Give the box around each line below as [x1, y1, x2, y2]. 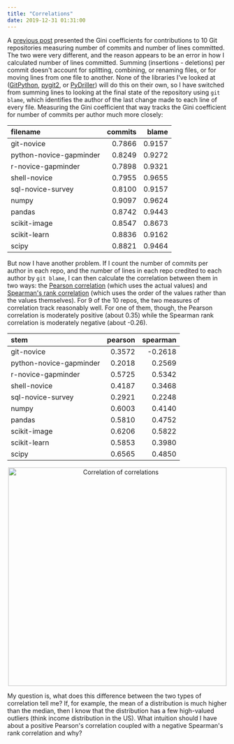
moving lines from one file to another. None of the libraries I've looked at [7, 73, 216, 81]
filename [10, 127, 41, 136]
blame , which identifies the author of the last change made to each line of [7, 95, 218, 103]
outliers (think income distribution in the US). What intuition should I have [7, 714, 218, 722]
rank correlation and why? [7, 729, 82, 737]
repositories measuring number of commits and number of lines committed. [7, 43, 225, 52]
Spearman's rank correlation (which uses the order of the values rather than [7, 288, 226, 297]
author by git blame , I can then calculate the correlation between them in [7, 273, 218, 282]
